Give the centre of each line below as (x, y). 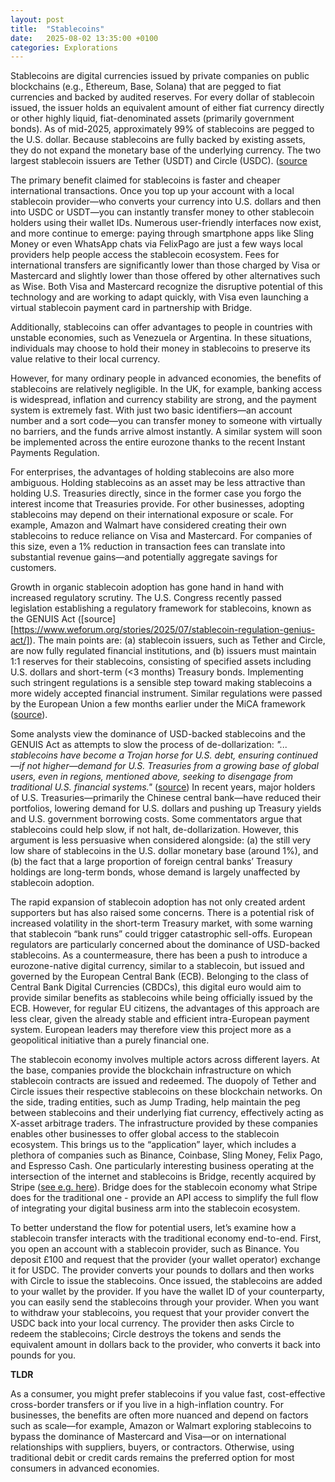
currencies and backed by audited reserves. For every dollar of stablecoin (162, 97)
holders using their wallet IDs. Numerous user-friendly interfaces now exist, (166, 223)
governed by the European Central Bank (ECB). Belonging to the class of (160, 977)
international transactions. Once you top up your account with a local (152, 191)
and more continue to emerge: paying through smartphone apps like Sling (162, 233)
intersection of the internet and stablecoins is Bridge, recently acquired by (163, 1177)
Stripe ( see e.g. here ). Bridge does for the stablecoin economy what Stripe (164, 1187)
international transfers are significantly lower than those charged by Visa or (165, 265)
